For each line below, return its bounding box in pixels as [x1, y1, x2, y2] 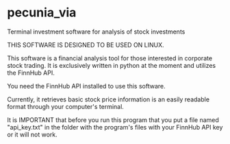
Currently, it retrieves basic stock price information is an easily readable [7, 95, 210, 104]
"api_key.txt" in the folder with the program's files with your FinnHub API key [7, 123, 223, 131]
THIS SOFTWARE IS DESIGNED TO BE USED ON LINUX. [7, 40, 164, 49]
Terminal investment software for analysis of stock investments [7, 27, 186, 36]
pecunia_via [7, 5, 77, 21]
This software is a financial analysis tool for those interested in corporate [7, 53, 213, 62]
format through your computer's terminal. [7, 102, 125, 110]
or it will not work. [7, 130, 58, 139]
